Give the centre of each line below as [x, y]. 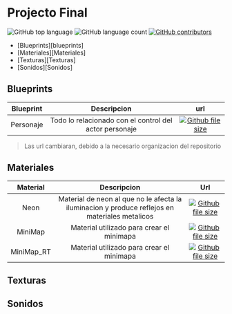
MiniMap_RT [31, 252]
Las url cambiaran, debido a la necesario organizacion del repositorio [123, 146]
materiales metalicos [120, 216]
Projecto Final [47, 13]
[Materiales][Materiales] [51, 53]
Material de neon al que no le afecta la [120, 198]
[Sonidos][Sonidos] [45, 67]
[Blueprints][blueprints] [50, 45]
